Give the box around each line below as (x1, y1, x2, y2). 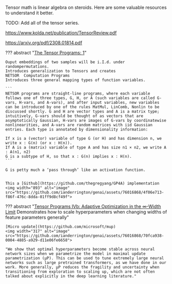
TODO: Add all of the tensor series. (5, 20, 80, 26)
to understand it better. (5, 10, 54, 16)
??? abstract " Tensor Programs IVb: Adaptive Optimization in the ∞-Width (5, 203, 161, 210)
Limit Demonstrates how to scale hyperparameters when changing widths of (5, 209, 167, 215)
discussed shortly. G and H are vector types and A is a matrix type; (5, 109, 160, 114)
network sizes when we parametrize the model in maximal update (5, 251, 146, 256)
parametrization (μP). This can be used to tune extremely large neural (5, 256, 164, 261)
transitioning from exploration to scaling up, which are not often (5, 269, 155, 274)
